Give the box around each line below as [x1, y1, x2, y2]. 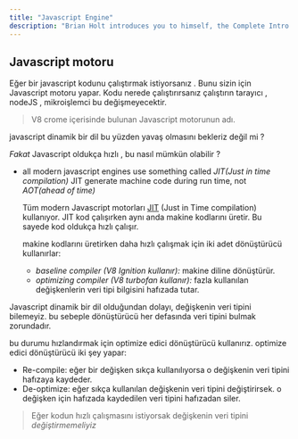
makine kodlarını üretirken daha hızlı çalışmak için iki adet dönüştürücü [21, 238, 283, 250]
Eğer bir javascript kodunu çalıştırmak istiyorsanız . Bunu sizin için [9, 78, 252, 89]
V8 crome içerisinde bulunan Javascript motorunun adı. [30, 114, 236, 125]
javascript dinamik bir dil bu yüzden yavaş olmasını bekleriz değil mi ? [9, 131, 265, 143]
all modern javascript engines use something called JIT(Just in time [21, 166, 271, 177]
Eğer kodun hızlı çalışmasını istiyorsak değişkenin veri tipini [30, 410, 249, 421]
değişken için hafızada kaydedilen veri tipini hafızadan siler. [21, 393, 241, 404]
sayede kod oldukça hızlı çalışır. [21, 221, 139, 232]
